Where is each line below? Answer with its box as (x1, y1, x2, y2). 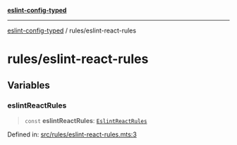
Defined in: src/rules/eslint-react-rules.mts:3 (7, 130, 138, 139)
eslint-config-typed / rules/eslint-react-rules (7, 26, 136, 35)
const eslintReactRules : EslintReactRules (24, 116, 147, 124)
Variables (7, 79, 51, 91)
